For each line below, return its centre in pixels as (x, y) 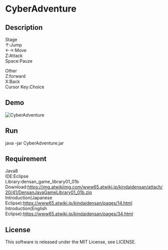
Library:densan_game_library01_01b (42, 182)
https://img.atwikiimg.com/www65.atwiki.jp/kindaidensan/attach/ (95, 187)
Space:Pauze (19, 61)
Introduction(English (26, 209)
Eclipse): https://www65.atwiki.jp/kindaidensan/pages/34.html (69, 214)
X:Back (13, 82)
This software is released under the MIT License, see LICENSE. (71, 242)
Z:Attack (14, 56)
